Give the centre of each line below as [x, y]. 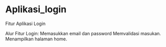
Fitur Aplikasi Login [26, 24]
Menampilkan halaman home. [36, 39]
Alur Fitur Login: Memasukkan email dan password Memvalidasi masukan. [83, 33]
